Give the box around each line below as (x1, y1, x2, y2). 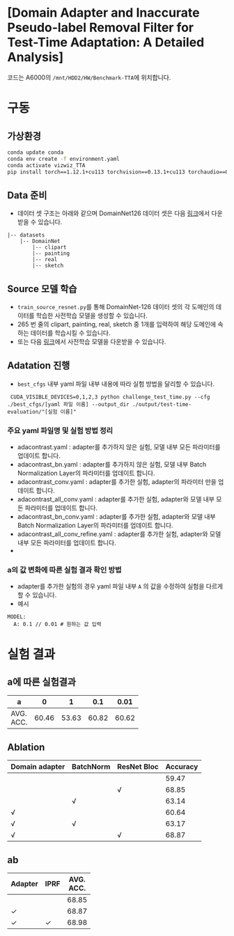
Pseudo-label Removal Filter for (7, 19, 194, 36)
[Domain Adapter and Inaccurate (7, 5, 200, 21)
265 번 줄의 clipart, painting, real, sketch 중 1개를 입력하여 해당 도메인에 (17, 320, 217, 329)
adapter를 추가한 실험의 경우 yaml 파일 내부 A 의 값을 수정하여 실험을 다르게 (17, 582, 224, 591)
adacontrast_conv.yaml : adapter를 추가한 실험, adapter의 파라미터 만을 (17, 478, 217, 486)
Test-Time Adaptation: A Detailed (7, 35, 205, 50)
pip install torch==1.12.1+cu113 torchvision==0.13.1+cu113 (7, 169, 186, 175)
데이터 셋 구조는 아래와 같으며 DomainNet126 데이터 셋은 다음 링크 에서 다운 (17, 209, 223, 217)
